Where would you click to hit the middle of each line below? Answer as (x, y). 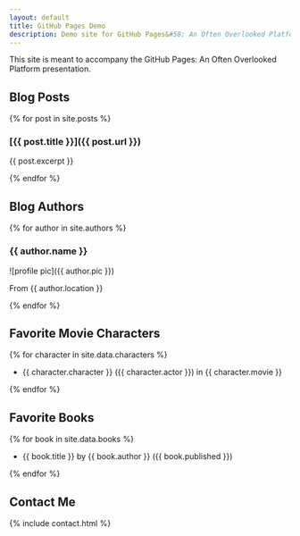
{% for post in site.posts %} (60, 119)
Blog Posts (40, 97)
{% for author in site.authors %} (68, 228)
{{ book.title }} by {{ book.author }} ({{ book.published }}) (127, 456)
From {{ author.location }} (56, 288)
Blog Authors (47, 206)
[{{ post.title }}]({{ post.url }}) (75, 142)
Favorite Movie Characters (85, 333)
